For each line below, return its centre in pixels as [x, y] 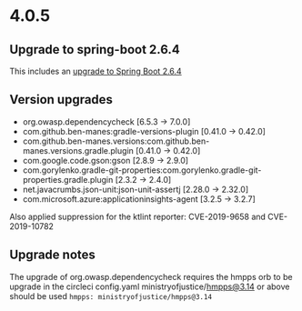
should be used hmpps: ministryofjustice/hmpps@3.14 [111, 296]
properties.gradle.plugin [68, 179]
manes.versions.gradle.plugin [78, 150]
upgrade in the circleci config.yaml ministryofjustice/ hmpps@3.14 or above [150, 286]
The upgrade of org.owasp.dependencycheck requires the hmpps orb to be [151, 276]
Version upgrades [61, 100]
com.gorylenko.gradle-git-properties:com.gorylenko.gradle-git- [142, 170]
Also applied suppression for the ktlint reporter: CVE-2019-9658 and [138, 216]
